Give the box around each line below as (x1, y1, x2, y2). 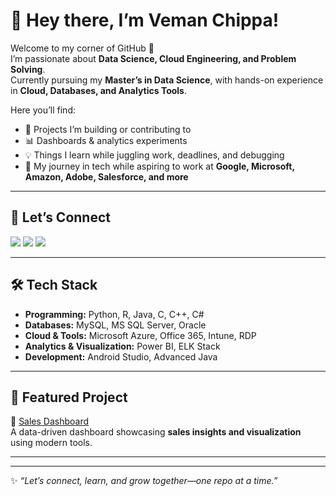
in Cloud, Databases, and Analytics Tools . (10, 84, 187, 96)
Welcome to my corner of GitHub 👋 (10, 42, 155, 54)
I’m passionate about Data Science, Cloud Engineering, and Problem (10, 52, 297, 64)
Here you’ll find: (10, 104, 76, 116)
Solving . (10, 63, 46, 75)
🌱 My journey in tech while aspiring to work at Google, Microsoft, (24, 160, 295, 172)
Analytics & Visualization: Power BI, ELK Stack (24, 340, 221, 352)
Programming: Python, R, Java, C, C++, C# (24, 308, 205, 320)
